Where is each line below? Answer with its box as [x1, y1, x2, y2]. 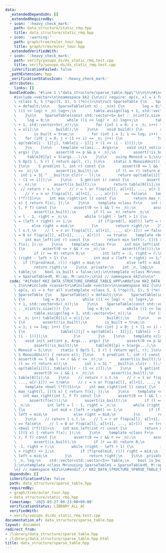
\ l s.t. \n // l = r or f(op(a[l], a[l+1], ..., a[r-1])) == [14, 228, 149, 233]
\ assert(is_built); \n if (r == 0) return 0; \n [14, 440, 145, 445]
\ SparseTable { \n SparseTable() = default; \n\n [14, 292, 123, 297]
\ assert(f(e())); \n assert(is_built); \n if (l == [14, 398, 163, 403]
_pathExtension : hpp [9, 72, 52, 77]
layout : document [5, 522, 41, 527]
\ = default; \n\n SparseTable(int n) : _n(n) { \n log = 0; [14, 104, 161, 109]
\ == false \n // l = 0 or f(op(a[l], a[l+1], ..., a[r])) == [14, 421, 154, 426]
